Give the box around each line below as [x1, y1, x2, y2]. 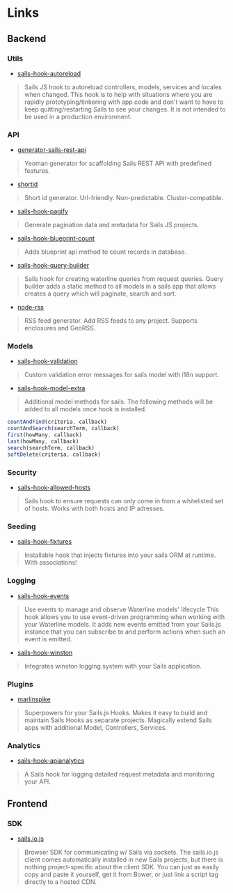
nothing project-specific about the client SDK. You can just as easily [24, 862, 219, 871]
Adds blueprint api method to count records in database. [24, 247, 186, 256]
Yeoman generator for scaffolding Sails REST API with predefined [24, 159, 212, 168]
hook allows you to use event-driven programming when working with [24, 612, 225, 621]
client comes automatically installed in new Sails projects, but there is [24, 855, 224, 864]
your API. [24, 777, 51, 786]
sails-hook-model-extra [17, 384, 86, 392]
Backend [7, 33, 47, 45]
